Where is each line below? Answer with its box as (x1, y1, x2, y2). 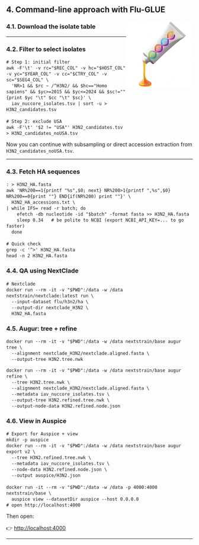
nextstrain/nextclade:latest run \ (6, 293, 94, 299)
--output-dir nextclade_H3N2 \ (11, 305, 89, 310)
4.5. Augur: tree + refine (6, 324, 78, 332)
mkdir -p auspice (6, 437, 49, 443)
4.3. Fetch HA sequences (6, 167, 81, 176)
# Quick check (6, 241, 41, 247)
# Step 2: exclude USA (6, 118, 62, 124)
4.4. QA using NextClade (6, 267, 79, 275)
